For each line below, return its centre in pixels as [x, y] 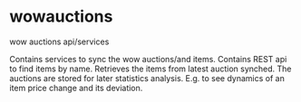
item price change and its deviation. [76, 88]
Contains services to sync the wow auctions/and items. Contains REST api [148, 59]
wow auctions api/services [59, 42]
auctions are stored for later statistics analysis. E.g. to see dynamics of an [147, 78]
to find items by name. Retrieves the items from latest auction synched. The [150, 69]
